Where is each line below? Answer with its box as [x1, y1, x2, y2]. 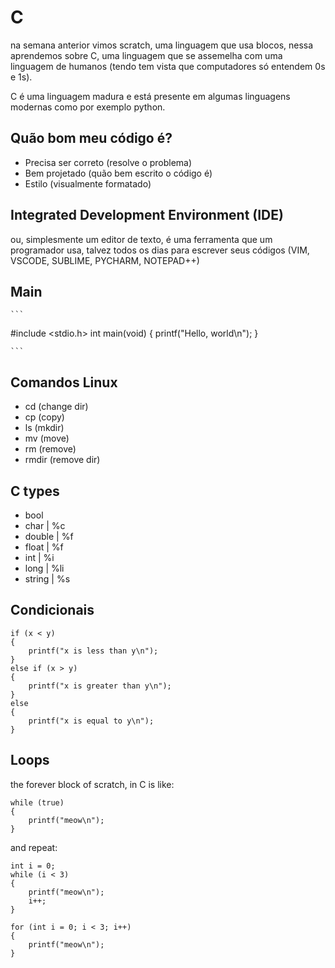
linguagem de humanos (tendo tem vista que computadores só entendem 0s [10, 60, 326, 72]
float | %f [24, 541, 64, 553]
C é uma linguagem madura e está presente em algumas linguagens [10, 90, 291, 102]
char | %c [24, 520, 66, 531]
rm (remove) [24, 443, 77, 455]
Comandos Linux [10, 374, 118, 391]
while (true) [10, 797, 65, 808]
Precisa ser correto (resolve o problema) [24, 156, 193, 168]
